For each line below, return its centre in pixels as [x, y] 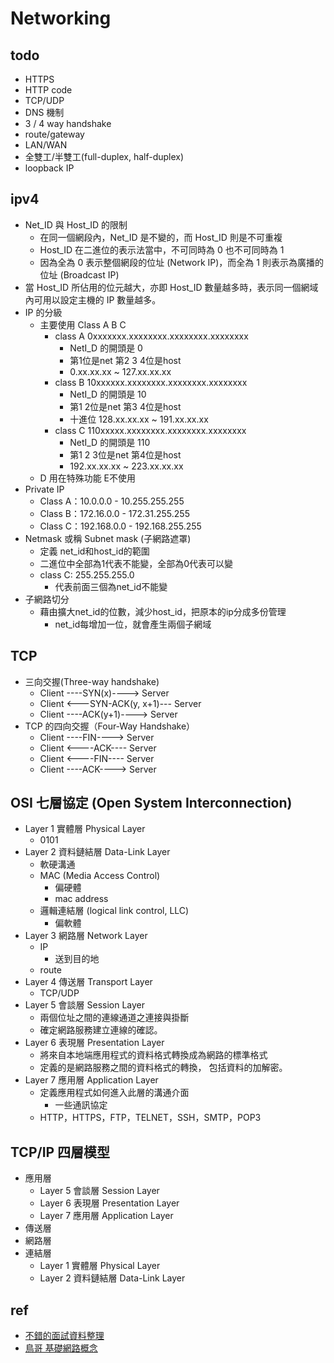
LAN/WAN [46, 145]
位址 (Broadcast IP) [79, 274]
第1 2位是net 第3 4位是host [125, 406]
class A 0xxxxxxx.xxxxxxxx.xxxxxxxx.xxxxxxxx [151, 336]
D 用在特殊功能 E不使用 [87, 478]
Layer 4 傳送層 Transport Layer [88, 982]
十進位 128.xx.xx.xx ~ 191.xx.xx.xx [139, 419]
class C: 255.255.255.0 [87, 574]
